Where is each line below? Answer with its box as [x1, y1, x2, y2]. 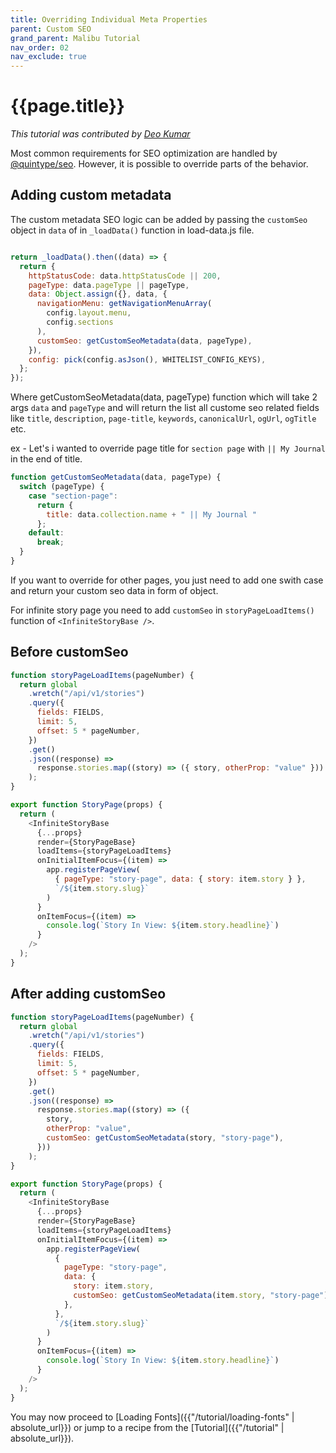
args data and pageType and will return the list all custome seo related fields [10, 402, 320, 414]
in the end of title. [10, 453, 83, 465]
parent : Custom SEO [10, 24, 92, 34]
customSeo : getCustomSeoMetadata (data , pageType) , [36, 336, 253, 346]
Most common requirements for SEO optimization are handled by [10, 147, 278, 160]
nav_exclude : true [10, 52, 87, 62]
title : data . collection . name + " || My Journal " [46, 509, 257, 520]
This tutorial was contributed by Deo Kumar [10, 128, 191, 140]
